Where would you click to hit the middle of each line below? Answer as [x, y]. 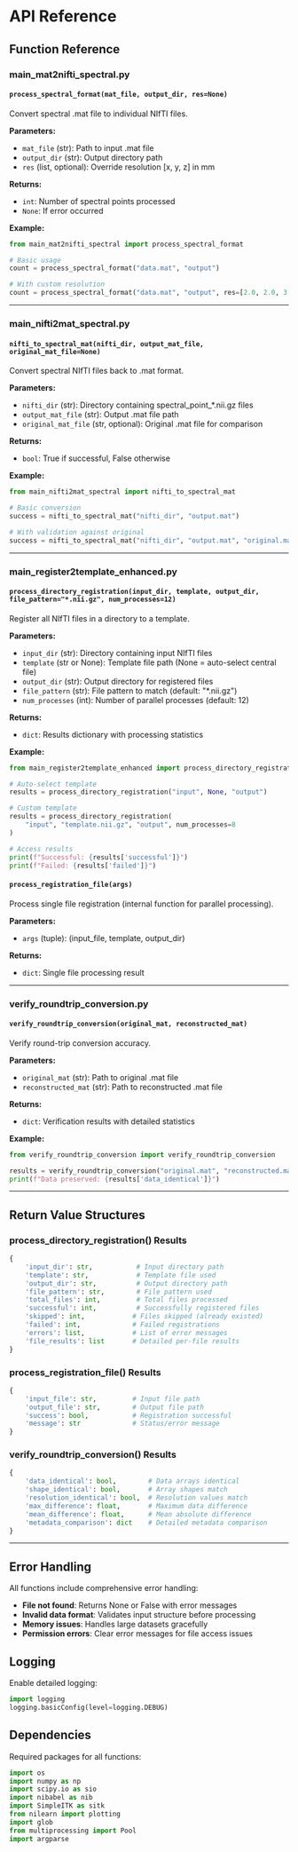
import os [27, 1773]
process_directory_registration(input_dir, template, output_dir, [134, 592]
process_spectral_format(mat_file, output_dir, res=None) [118, 95]
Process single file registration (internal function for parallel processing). [141, 904]
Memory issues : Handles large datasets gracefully [115, 1624]
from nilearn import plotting [65, 1814]
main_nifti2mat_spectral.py [70, 324]
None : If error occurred [63, 210]
